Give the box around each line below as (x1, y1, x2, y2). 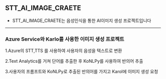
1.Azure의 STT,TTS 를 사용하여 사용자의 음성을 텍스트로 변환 (5, 48, 123, 53)
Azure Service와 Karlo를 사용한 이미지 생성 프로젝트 (5, 35, 124, 42)
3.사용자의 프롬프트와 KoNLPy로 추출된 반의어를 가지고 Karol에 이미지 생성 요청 (5, 69, 159, 75)
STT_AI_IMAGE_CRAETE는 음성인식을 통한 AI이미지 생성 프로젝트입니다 (12, 17, 152, 24)
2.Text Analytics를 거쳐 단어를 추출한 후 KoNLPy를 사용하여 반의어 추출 (5, 58, 143, 64)
